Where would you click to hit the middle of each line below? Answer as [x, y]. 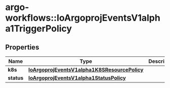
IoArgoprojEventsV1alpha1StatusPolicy [77, 78]
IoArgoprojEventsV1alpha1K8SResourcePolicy [86, 70]
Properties [22, 47]
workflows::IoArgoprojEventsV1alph [83, 18]
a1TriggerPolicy [39, 29]
